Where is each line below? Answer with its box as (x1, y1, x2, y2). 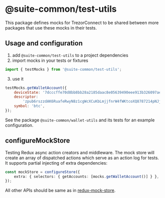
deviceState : (14, 90, 41, 95)
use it (12, 76, 24, 82)
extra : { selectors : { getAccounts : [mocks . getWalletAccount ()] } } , (14, 174, 160, 179)
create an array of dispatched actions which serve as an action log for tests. (5, 155, 159, 161)
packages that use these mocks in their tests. (5, 25, 97, 30)
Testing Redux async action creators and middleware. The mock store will (5, 149, 155, 155)
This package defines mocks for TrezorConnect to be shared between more (5, 20, 159, 26)
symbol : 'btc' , (14, 104, 45, 109)
